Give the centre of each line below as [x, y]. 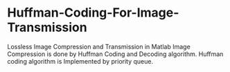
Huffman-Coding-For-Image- [93, 13]
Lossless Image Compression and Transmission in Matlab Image [99, 46]
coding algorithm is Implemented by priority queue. [80, 61]
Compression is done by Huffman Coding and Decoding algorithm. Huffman [115, 54]
